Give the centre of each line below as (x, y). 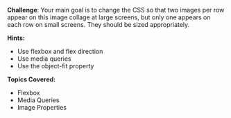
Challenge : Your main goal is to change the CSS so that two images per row (116, 10)
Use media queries (44, 59)
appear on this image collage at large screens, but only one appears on (109, 17)
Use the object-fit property (55, 66)
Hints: (16, 38)
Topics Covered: (32, 79)
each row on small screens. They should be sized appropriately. (99, 24)
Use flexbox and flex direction (60, 51)
